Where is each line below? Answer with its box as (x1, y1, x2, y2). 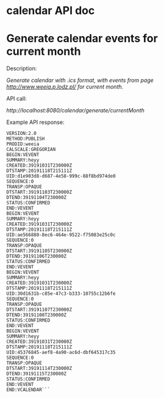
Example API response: (6, 118, 65, 126)
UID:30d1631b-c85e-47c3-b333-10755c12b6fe (6, 291, 116, 297)
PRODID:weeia (6, 141, 40, 147)
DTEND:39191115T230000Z (6, 371, 67, 377)
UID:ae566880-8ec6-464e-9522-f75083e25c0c (6, 232, 116, 238)
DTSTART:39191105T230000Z (6, 248, 72, 254)
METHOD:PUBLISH (6, 136, 45, 142)
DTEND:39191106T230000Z (6, 253, 67, 259)
